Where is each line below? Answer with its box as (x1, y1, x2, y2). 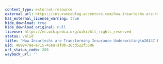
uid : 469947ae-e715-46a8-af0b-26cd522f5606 (5, 43, 95, 48)
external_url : (5, 12, 34, 16)
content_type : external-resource (5, 7, 73, 12)
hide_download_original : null (5, 25, 66, 30)
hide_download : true (5, 20, 47, 26)
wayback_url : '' (5, 51, 38, 57)
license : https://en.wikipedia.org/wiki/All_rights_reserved (5, 29, 131, 34)
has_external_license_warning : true (5, 16, 79, 21)
